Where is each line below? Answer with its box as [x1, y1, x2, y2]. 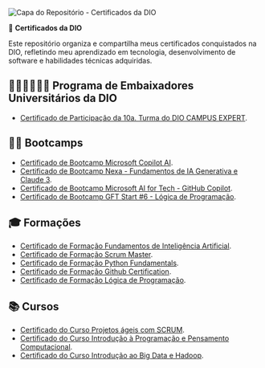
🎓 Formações [8, 216, 82, 230]
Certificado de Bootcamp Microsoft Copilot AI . [19, 157, 173, 167]
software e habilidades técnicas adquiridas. [8, 56, 153, 65]
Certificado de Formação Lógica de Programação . [19, 276, 186, 285]
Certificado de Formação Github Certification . [19, 267, 172, 276]
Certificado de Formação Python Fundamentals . [19, 258, 179, 268]
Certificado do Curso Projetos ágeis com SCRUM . [19, 325, 185, 335]
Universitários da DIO [8, 92, 118, 105]
